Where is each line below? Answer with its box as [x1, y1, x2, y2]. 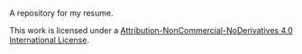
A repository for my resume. [9, 8, 114, 18]
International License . [9, 35, 90, 45]
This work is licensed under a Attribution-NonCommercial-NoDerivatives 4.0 [9, 25, 293, 35]
